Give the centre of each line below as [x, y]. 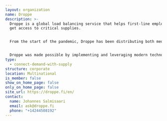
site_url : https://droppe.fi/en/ [40, 92]
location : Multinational [31, 73]
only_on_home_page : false [32, 88]
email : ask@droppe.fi [32, 106]
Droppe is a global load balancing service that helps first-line [80, 24]
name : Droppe [19, 14]
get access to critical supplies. [45, 28]
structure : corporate [28, 69]
